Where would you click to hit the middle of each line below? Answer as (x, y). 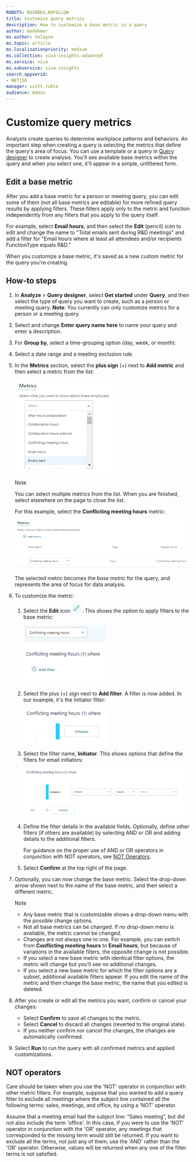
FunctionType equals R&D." (38, 245)
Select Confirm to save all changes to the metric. (82, 1018)
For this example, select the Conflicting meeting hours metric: (90, 511)
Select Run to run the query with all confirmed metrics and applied (94, 1048)
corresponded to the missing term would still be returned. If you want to (92, 1135)
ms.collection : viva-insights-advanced (55, 56)
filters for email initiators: (53, 759)
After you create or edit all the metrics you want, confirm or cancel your (100, 1000)
